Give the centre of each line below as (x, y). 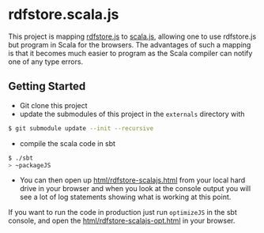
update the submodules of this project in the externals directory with (132, 114)
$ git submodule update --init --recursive (81, 128)
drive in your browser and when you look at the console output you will (135, 189)
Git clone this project (54, 105)
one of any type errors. (46, 62)
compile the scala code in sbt (68, 143)
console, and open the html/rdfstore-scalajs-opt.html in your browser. (122, 221)
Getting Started (47, 86)
